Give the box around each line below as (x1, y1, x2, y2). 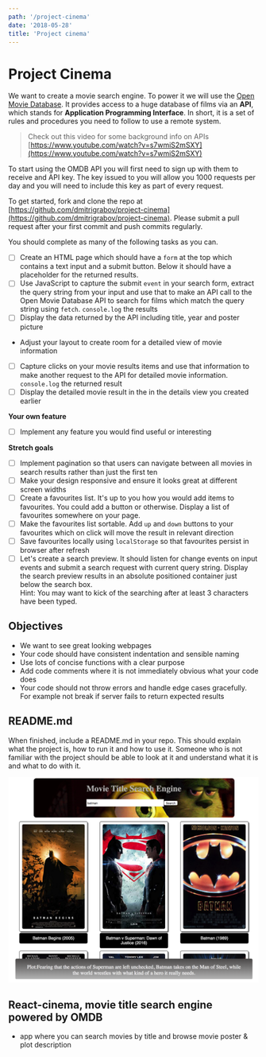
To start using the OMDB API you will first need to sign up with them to (8, 164, 239, 174)
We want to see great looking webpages (19, 640, 152, 650)
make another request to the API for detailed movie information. (19, 370, 229, 379)
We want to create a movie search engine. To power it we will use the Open (8, 91, 255, 101)
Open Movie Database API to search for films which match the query (19, 296, 245, 305)
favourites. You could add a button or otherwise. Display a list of (19, 502, 230, 511)
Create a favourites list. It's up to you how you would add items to (19, 493, 234, 503)
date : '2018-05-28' (8, 21, 73, 29)
